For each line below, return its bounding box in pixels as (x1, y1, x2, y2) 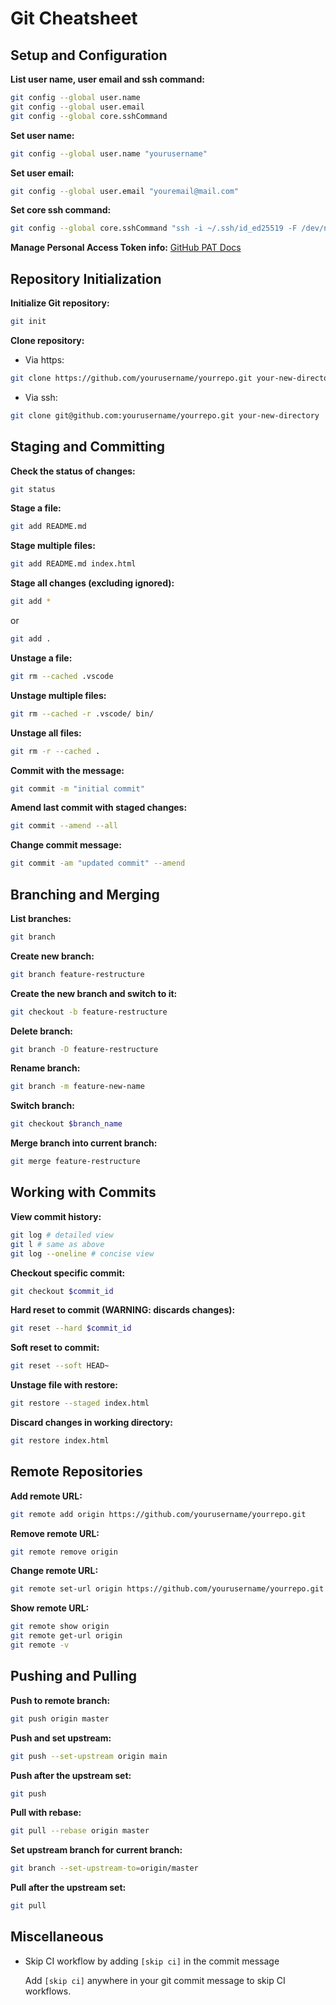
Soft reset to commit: (10, 1342, 100, 1354)
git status (10, 484, 56, 494)
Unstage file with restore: (10, 1379, 118, 1391)
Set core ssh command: (10, 204, 112, 216)
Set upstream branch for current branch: (10, 1844, 183, 1856)
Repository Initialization (10, 270, 162, 287)
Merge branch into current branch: (10, 1137, 158, 1149)
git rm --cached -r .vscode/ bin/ (10, 708, 155, 719)
